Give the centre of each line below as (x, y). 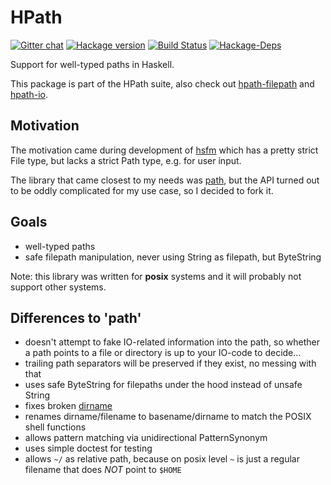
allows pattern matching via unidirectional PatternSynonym (146, 438)
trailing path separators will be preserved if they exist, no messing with (170, 363)
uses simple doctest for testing (88, 448)
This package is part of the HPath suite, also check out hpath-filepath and (162, 83)
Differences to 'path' (76, 317)
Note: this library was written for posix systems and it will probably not (156, 276)
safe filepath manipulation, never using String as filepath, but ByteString (173, 257)
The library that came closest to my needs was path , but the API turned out (165, 180)
